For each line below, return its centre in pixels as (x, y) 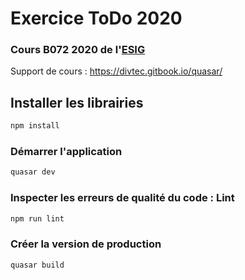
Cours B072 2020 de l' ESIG (78, 50)
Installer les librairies (77, 102)
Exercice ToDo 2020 (96, 18)
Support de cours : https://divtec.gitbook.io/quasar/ (116, 71)
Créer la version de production (86, 244)
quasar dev (33, 172)
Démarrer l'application (66, 152)
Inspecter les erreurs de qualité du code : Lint (122, 198)
